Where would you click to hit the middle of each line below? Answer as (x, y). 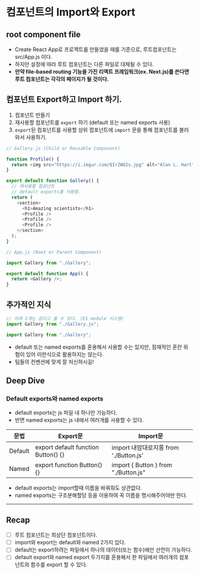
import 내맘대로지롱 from (145, 448)
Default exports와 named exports (55, 398)
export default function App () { (47, 273)
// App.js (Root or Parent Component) (54, 252)
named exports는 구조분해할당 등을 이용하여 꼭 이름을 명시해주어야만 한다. (101, 495)
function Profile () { (33, 159)
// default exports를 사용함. (46, 192)
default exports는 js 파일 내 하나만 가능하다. (66, 413)
